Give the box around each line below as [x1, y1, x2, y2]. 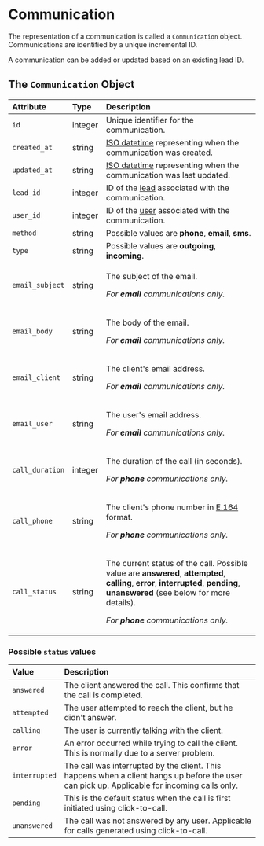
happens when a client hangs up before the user [64, 771, 243, 782]
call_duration [12, 465, 65, 474]
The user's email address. [105, 409, 202, 420]
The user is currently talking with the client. [64, 725, 224, 736]
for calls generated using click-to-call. [64, 826, 208, 837]
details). [105, 597, 136, 608]
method [12, 228, 37, 237]
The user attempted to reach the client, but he [64, 702, 233, 713]
